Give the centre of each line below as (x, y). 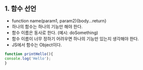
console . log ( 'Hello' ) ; (28, 58)
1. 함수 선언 (20, 9)
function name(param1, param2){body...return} (59, 20)
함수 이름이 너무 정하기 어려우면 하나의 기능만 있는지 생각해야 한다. (75, 38)
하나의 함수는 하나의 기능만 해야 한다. (47, 26)
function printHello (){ (29, 54)
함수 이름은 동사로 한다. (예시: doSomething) (55, 33)
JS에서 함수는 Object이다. (37, 45)
